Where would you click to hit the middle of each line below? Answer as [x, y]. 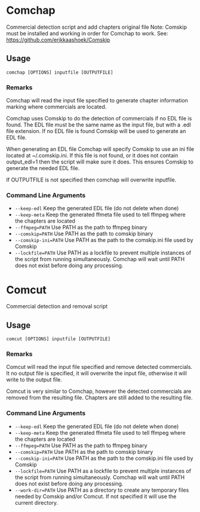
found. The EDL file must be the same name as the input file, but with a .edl [99, 125]
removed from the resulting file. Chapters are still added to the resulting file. [99, 398]
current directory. [36, 502]
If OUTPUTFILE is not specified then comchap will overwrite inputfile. [91, 180]
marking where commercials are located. [56, 107]
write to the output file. [34, 380]
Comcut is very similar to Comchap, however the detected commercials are [99, 391]
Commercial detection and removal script [57, 307]
